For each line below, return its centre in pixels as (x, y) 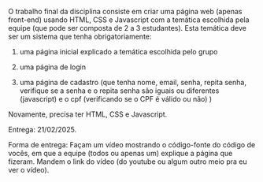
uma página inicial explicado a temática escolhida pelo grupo (119, 52)
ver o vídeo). (29, 170)
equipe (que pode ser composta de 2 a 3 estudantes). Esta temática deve (127, 28)
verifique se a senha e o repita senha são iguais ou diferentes (119, 91)
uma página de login (53, 67)
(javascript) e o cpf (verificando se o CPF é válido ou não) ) (116, 99)
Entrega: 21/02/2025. (43, 130)
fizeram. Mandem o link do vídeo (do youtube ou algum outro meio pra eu (128, 162)
